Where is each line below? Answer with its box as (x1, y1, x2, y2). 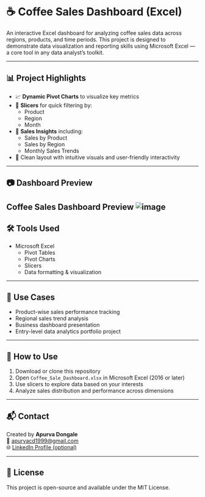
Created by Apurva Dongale (6, 430, 78, 438)
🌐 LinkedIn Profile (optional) (6, 443, 77, 450)
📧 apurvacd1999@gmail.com (6, 437, 79, 444)
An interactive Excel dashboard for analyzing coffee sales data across (6, 29, 182, 37)
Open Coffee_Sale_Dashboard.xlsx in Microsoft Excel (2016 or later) (15, 374, 185, 381)
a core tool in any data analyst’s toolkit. (6, 48, 104, 56)
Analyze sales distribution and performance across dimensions (15, 387, 174, 394)
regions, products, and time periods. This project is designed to (6, 35, 166, 43)
